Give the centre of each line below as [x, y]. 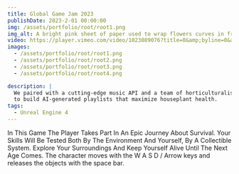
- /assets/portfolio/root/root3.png [68, 67]
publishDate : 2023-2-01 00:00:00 [57, 21]
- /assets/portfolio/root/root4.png [68, 73]
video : [17, 40]
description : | [30, 86]
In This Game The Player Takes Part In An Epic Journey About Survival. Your [119, 133]
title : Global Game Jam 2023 [51, 14]
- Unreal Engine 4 [41, 113]
